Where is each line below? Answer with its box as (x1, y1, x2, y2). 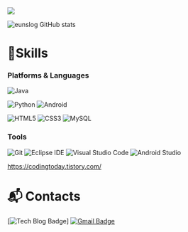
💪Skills (7, 46, 48, 61)
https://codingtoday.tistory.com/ (7, 162, 101, 170)
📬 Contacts (7, 188, 81, 204)
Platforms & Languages (7, 70, 89, 80)
